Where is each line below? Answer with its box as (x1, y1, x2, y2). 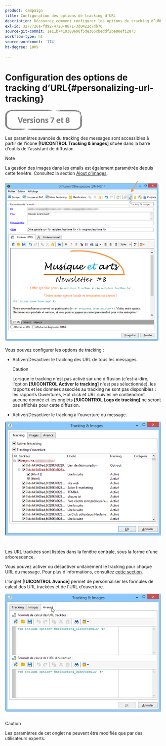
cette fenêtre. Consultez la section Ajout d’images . (5, 170, 108, 176)
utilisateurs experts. (5, 735, 45, 741)
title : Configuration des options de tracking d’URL (5, 13, 116, 18)
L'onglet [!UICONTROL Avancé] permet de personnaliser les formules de (5, 578, 154, 584)
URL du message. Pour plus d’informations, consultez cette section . (5, 568, 143, 575)
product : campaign (5, 8, 43, 13)
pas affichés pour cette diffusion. (12, 402, 80, 408)
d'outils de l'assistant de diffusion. (5, 145, 75, 151)
